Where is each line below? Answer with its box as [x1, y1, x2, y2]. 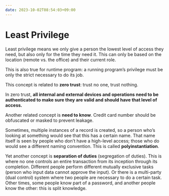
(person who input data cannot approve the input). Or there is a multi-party [5, 169, 162, 175]
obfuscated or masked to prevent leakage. [5, 117, 94, 123]
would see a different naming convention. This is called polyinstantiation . [5, 143, 159, 149]
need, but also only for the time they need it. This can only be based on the [5, 51, 162, 57]
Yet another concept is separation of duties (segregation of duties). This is [5, 153, 162, 159]
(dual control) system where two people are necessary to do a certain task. [5, 174, 162, 180]
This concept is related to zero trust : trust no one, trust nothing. [5, 81, 139, 87]
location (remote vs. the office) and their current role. [5, 57, 116, 63]
